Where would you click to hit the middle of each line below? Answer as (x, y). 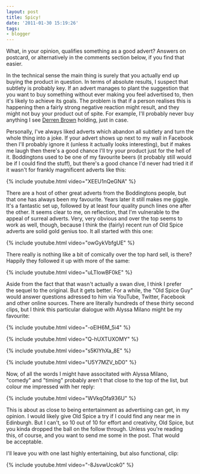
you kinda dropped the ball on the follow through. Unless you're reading (95, 429)
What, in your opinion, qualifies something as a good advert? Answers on (96, 51)
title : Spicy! (24, 17)
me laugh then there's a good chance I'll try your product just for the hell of (99, 151)
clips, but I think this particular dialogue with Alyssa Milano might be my (94, 310)
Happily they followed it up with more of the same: (68, 261)
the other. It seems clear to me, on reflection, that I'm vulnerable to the (93, 212)
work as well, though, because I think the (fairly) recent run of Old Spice (95, 225)
